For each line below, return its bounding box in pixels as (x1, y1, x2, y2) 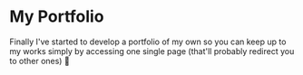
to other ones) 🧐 (9, 55, 70, 66)
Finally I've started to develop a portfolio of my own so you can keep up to (9, 36, 287, 47)
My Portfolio (9, 6, 104, 27)
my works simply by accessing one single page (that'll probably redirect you (9, 45, 295, 56)
